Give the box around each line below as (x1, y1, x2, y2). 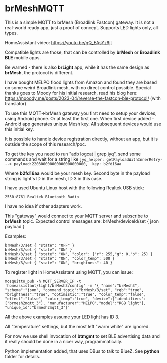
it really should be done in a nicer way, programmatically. (5, 338, 122, 344)
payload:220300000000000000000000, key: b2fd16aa (14, 161, 122, 166)
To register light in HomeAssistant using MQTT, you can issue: (5, 269, 133, 275)
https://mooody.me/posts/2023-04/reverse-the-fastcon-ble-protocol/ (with (5, 95, 161, 101)
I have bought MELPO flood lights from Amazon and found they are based (5, 79, 157, 85)
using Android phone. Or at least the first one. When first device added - (5, 115, 154, 121)
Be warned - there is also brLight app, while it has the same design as (5, 64, 150, 70)
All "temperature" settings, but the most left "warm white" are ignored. (5, 323, 150, 329)
